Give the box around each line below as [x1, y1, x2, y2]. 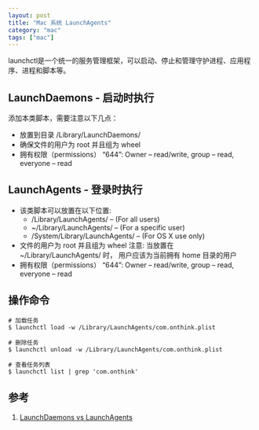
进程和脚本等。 [21, 66, 71, 75]
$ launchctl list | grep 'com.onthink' [8, 367, 139, 376]
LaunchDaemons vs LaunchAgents [19, 412, 133, 421]
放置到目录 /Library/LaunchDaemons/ [19, 130, 141, 140]
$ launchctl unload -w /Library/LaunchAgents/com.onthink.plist [8, 345, 223, 354]
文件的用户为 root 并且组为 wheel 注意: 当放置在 [19, 241, 174, 250]
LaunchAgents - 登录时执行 [8, 183, 143, 197]
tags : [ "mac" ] [8, 33, 55, 42]
